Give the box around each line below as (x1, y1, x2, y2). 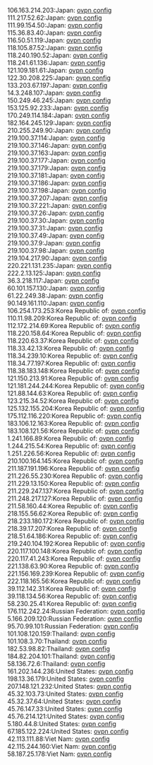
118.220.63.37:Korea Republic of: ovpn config (7, 337, 139, 345)
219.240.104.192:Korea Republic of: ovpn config (7, 539, 145, 547)
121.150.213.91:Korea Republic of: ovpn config (7, 374, 139, 382)
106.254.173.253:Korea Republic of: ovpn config (7, 307, 146, 315)
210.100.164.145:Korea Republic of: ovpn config (7, 457, 143, 465)
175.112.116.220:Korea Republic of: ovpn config (7, 411, 142, 420)
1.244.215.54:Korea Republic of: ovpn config (7, 442, 136, 450)
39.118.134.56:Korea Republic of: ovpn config (7, 592, 137, 600)
